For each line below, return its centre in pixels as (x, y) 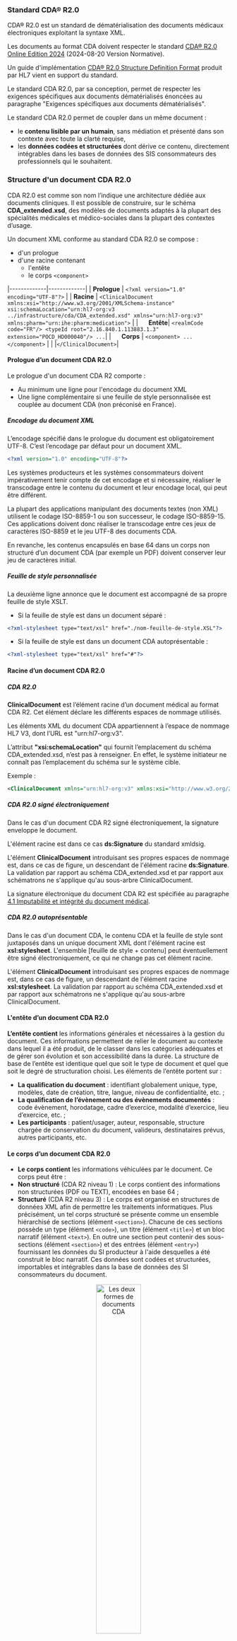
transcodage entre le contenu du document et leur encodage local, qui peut (117, 487)
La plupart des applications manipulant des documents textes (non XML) (113, 509)
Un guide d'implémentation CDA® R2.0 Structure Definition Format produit (115, 68)
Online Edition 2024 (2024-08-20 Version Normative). (86, 54)
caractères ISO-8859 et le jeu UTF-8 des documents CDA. (92, 531)
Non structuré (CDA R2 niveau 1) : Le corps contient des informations (119, 1184)
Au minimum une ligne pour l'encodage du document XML (102, 389)
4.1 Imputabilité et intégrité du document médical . (79, 901)
